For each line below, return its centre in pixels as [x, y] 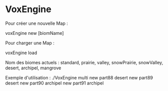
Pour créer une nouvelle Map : [37, 23]
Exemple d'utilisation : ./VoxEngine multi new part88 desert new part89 [79, 77]
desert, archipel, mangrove [33, 68]
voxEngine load [21, 53]
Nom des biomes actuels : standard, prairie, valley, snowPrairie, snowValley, [84, 62]
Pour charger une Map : [30, 43]
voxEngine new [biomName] [35, 33]
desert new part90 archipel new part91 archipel [54, 83]
